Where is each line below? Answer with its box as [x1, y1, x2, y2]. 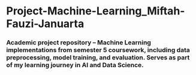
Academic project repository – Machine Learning [6, 38, 152, 47]
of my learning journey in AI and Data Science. [6, 61, 144, 70]
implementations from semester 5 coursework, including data [6, 46, 191, 55]
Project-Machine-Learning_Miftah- [6, 4, 185, 18]
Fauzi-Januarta [6, 17, 85, 31]
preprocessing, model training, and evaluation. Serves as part [6, 53, 190, 62]
